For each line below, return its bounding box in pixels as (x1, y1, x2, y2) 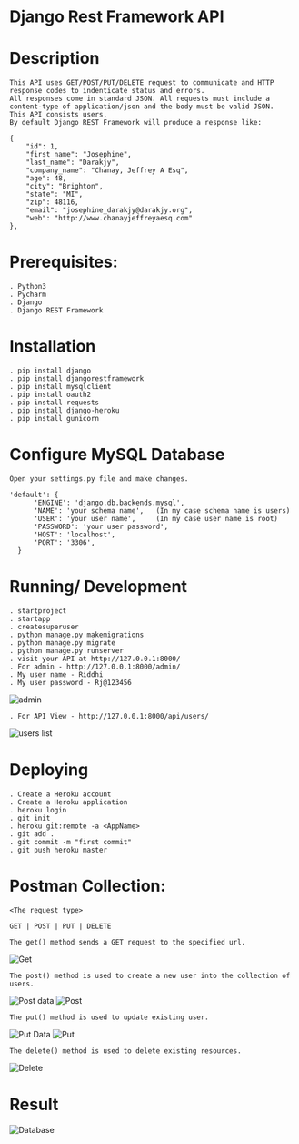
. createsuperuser (9, 622, 79, 631)
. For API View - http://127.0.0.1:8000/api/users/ (9, 711, 209, 720)
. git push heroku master (9, 845, 107, 854)
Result (9, 1094, 59, 1115)
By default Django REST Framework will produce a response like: (9, 118, 262, 128)
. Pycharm (9, 290, 47, 300)
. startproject (9, 606, 67, 616)
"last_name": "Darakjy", (25, 158, 120, 168)
